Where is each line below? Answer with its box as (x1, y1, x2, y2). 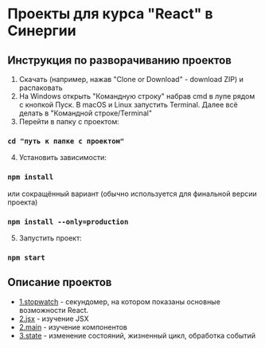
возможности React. (18, 305, 89, 315)
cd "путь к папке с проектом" (7, 136, 125, 146)
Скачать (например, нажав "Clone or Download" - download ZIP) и (18, 75, 244, 84)
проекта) (7, 197, 38, 207)
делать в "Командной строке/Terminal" (18, 108, 153, 118)
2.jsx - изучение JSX (18, 314, 89, 323)
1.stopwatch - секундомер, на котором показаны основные (18, 296, 220, 307)
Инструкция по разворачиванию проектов (7, 53, 232, 67)
